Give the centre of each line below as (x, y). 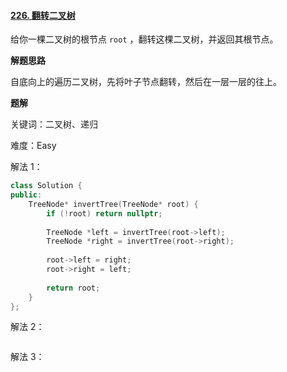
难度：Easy (33, 146)
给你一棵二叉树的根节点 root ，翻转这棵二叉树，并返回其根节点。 (144, 39)
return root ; (73, 288)
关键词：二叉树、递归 (54, 124)
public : (26, 195)
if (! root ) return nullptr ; (104, 213)
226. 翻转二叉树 (43, 15)
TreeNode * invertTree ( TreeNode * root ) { (113, 204)
